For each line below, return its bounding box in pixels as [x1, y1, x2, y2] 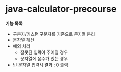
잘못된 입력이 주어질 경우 [20, 49, 68, 55]
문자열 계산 [12, 37, 35, 43]
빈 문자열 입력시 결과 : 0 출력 [12, 62, 68, 68]
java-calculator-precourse [5, 3, 117, 15]
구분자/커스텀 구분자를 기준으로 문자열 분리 [12, 31, 95, 36]
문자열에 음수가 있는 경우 [20, 55, 68, 61]
